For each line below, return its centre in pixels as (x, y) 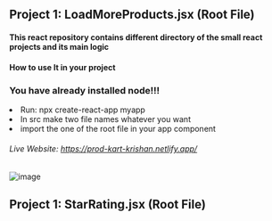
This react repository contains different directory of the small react (136, 37)
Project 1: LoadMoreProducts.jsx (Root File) (132, 15)
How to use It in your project (62, 67)
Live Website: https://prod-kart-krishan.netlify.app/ (103, 149)
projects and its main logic (59, 46)
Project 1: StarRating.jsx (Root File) (108, 205)
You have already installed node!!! (85, 90)
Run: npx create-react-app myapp (83, 110)
